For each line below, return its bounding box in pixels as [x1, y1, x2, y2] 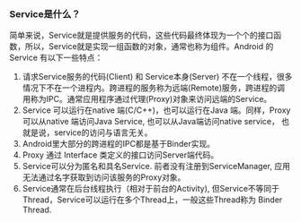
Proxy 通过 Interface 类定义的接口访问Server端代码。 [22, 149, 218, 160]
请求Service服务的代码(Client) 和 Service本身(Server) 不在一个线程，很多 [22, 72, 293, 82]
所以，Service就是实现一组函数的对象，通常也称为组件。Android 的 [24, 41, 274, 52]
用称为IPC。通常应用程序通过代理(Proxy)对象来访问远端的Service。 [22, 94, 272, 105]
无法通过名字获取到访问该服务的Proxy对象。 [22, 172, 186, 183]
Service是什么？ [9, 7, 81, 20]
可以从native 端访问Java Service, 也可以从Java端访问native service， [22, 116, 280, 127]
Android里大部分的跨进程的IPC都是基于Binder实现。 [22, 139, 216, 149]
